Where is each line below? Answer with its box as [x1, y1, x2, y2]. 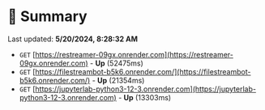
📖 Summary [7, 7, 88, 26]
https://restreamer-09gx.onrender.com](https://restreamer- [35, 49, 234, 59]
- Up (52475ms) [89, 58, 143, 68]
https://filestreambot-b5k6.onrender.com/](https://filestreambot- [35, 66, 251, 76]
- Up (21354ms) [92, 75, 145, 85]
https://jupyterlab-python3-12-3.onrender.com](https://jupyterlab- [35, 84, 257, 94]
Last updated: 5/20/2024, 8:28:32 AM [7, 34, 139, 44]
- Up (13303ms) [118, 92, 172, 102]
